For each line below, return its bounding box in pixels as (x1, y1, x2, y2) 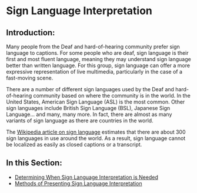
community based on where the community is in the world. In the (33, 92, 191, 99)
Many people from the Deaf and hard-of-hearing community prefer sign (6, 43, 181, 50)
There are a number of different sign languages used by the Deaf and (6, 86, 175, 92)
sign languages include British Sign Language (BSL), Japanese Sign (6, 105, 171, 111)
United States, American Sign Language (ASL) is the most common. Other (6, 98, 185, 105)
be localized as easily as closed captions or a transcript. (6, 141, 142, 148)
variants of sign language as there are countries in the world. (6, 117, 154, 124)
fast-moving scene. (6, 75, 54, 81)
